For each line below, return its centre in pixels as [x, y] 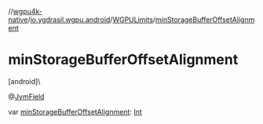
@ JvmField [26, 97]
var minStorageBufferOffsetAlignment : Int [75, 111]
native [18, 20]
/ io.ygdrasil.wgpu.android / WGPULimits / [91, 20]
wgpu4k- [28, 11]
